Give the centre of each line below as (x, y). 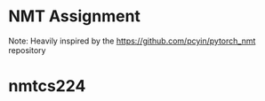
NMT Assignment (75, 16)
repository (27, 50)
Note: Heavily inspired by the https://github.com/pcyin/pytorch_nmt (132, 41)
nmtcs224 (47, 86)
